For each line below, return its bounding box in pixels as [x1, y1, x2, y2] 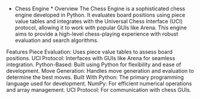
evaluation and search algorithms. [14, 37, 99, 44]
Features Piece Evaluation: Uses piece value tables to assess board [6, 48, 172, 55]
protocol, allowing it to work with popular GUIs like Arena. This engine [14, 24, 187, 31]
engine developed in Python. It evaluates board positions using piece [14, 11, 186, 18]
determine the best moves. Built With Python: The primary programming [6, 74, 184, 81]
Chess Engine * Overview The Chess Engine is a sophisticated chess [14, 5, 186, 12]
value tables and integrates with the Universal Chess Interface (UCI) [14, 18, 183, 24]
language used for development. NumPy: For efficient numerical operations [6, 80, 192, 87]
